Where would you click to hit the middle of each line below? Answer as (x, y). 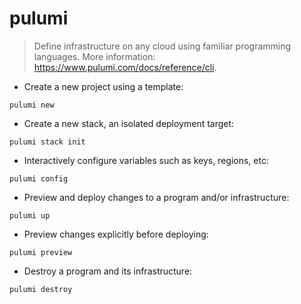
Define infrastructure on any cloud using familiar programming (162, 46)
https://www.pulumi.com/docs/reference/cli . (125, 67)
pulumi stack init (47, 142)
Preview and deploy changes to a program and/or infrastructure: (156, 197)
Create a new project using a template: (103, 86)
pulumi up (30, 215)
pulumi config (39, 178)
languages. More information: (94, 56)
